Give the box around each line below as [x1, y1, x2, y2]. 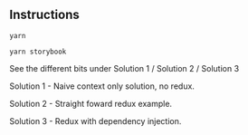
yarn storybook [9, 47, 67, 56]
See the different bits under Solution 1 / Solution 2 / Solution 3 [9, 63, 240, 73]
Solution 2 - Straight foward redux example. [9, 98, 173, 109]
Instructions [9, 7, 80, 23]
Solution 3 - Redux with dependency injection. [9, 115, 182, 126]
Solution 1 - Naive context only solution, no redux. [9, 81, 195, 92]
